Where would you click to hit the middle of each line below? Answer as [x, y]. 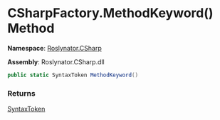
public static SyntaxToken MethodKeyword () [73, 75]
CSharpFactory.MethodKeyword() [110, 13]
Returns [21, 93]
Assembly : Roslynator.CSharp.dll [56, 61]
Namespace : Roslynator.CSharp [54, 48]
